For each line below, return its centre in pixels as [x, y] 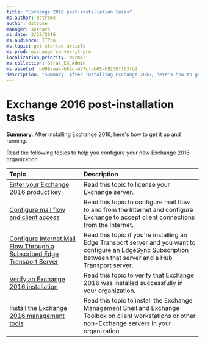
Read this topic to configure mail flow [137, 202]
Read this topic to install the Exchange [138, 301]
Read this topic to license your [127, 185]
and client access [34, 217]
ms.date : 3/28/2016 [31, 35]
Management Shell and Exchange [131, 308]
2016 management [37, 316]
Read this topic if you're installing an [135, 235]
